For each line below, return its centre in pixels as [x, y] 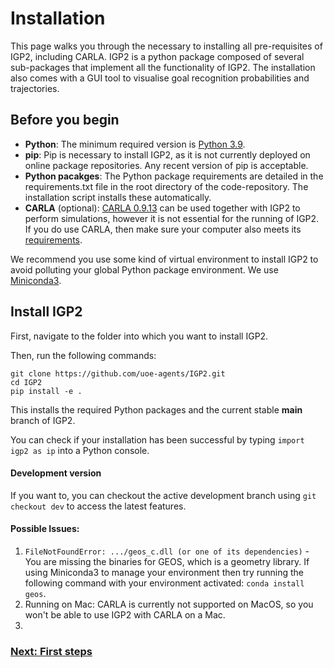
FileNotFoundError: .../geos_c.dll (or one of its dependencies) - [167, 551]
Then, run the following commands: [83, 355]
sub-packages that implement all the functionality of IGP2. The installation [163, 67]
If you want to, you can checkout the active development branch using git [163, 495]
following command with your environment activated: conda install [164, 583]
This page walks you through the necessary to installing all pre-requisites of [166, 46]
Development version [56, 473]
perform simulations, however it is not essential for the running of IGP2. [172, 218]
